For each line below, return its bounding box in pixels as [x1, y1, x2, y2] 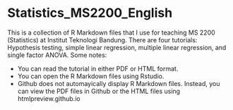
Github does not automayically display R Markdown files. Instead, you [17, 79, 220, 87]
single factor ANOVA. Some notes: [7, 51, 107, 59]
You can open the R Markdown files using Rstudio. [17, 72, 165, 80]
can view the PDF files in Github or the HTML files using [17, 87, 181, 95]
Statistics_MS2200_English [7, 5, 173, 21]
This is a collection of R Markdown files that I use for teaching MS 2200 [7, 28, 215, 37]
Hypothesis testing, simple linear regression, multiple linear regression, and [7, 43, 227, 51]
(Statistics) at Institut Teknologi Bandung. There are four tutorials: [7, 35, 198, 44]
